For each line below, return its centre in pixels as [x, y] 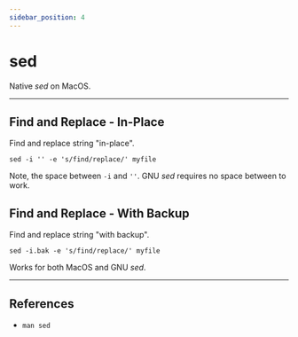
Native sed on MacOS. [50, 86]
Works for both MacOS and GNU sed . [78, 268]
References [42, 304]
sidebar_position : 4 [47, 17]
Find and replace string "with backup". [79, 235]
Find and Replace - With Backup [99, 213]
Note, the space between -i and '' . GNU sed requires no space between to [148, 176]
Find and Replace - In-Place [87, 122]
